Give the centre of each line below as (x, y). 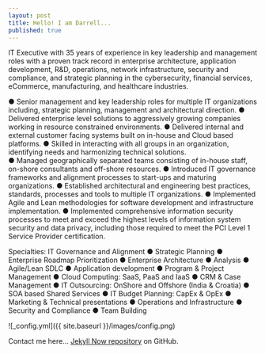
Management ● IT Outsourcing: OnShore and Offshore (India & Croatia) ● (129, 285)
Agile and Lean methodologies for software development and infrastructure (131, 203)
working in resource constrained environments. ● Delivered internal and (126, 127)
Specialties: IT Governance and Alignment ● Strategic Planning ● (115, 252)
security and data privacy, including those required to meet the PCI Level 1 (129, 228)
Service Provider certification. (57, 236)
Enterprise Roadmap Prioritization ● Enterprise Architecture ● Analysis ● (129, 260)
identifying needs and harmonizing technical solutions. (97, 152)
